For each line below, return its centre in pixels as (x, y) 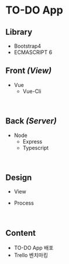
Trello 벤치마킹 (31, 255)
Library (19, 32)
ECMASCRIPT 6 (33, 52)
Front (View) (29, 71)
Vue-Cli (32, 91)
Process (24, 203)
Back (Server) (31, 121)
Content (21, 233)
